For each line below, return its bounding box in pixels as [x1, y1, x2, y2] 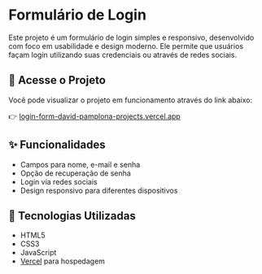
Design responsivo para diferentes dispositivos [20, 185, 178, 195]
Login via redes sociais [20, 176, 98, 186]
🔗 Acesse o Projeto [8, 73, 106, 87]
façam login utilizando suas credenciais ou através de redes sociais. [8, 50, 238, 59]
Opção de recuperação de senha [20, 168, 132, 178]
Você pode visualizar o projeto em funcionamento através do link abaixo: [8, 95, 253, 105]
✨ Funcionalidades [8, 138, 106, 152]
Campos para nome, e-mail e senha [20, 159, 141, 169]
